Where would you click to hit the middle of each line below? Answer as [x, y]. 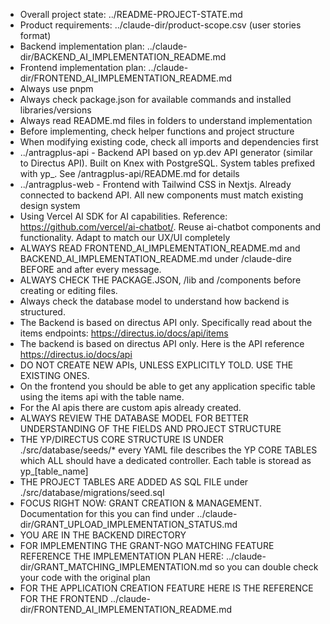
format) [35, 35]
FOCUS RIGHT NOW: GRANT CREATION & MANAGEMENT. [141, 503]
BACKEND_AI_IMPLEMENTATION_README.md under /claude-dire [155, 258]
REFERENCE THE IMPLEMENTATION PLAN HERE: [122, 556]
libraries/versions [55, 110]
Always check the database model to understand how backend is [154, 301]
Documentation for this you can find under [107, 513]
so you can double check [266, 567]
